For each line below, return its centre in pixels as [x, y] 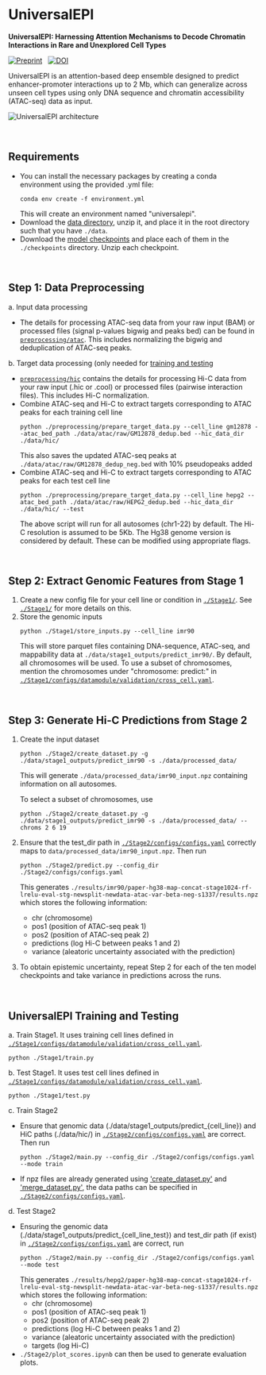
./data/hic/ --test [52, 509]
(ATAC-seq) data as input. [50, 101]
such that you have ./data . [64, 230]
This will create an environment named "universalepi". [108, 214]
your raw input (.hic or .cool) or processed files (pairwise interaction [131, 387]
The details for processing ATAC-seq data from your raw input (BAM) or [137, 322]
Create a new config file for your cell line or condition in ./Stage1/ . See [136, 600]
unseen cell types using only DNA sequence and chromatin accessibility [126, 92]
